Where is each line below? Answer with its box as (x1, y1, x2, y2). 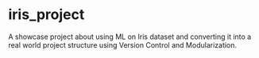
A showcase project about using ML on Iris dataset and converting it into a (8, 32, 252, 41)
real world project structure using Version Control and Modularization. (8, 40, 237, 49)
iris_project (8, 6, 85, 24)
